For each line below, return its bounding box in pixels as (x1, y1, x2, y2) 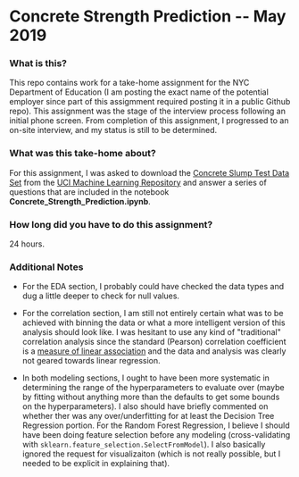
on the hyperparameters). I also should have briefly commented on (21, 401, 269, 412)
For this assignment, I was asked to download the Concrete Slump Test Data (9, 167, 290, 178)
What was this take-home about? (9, 147, 156, 160)
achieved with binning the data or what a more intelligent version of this (21, 317, 286, 328)
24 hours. (9, 238, 45, 249)
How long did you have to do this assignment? (9, 218, 213, 230)
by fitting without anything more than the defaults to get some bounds (21, 391, 280, 403)
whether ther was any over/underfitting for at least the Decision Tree (21, 411, 275, 422)
